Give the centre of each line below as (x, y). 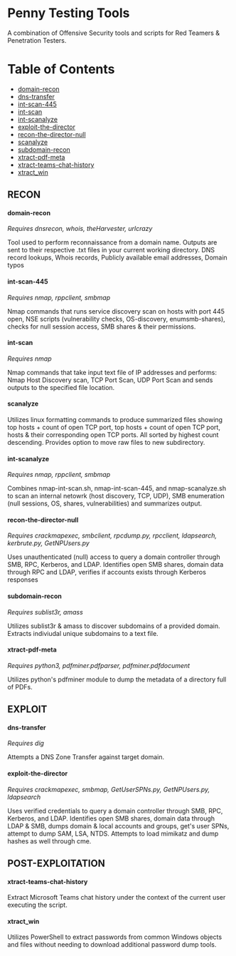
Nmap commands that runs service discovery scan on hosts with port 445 (116, 311)
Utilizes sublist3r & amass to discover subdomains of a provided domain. (114, 626)
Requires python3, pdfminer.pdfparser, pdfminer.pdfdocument (99, 665)
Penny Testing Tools (69, 13)
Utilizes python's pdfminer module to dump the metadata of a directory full (117, 679)
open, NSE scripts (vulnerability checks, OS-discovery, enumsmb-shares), (116, 319)
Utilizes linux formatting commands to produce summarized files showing (115, 420)
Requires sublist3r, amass (45, 612)
